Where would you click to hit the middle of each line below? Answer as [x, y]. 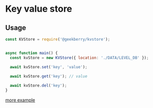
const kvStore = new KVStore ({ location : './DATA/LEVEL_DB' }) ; [79, 58]
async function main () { [32, 53]
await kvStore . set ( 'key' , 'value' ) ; [49, 67]
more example [20, 100]
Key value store [39, 9]
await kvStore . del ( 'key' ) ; [38, 86]
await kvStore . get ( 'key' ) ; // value [49, 76]
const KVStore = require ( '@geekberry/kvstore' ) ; [58, 39]
